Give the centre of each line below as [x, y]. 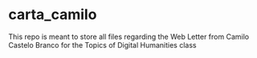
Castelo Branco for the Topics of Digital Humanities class [102, 44]
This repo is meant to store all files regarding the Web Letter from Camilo [129, 37]
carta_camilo [53, 15]
